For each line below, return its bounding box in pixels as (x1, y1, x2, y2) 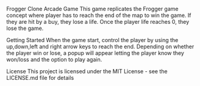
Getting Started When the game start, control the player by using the (6, 37, 179, 43)
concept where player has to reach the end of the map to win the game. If (6, 12, 191, 19)
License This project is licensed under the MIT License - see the (6, 68, 168, 75)
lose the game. (6, 24, 44, 32)
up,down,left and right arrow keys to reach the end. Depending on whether (6, 43, 195, 50)
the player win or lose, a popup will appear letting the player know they (6, 49, 185, 57)
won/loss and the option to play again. (6, 56, 102, 63)
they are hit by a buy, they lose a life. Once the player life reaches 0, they (6, 18, 190, 25)
